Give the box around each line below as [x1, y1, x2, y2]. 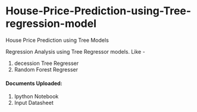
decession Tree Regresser [14, 60, 79, 67]
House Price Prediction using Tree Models [5, 36, 110, 43]
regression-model [5, 17, 96, 30]
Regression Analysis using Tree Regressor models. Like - [5, 48, 145, 55]
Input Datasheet [14, 99, 54, 107]
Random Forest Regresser [14, 66, 79, 73]
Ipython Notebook [14, 93, 59, 100]
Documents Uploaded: [5, 79, 63, 87]
